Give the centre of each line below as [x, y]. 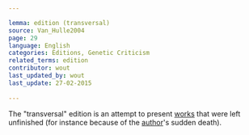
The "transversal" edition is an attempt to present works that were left [124, 113]
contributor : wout [39, 68]
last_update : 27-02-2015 [50, 83]
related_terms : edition [49, 61]
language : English [39, 45]
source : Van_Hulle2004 [46, 30]
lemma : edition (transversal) [59, 23]
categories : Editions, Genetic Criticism [79, 53]
